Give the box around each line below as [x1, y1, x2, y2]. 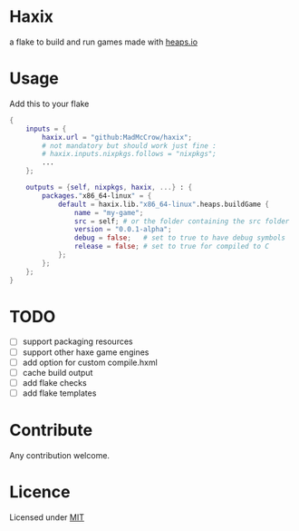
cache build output [22, 367, 93, 378]
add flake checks [22, 377, 88, 388]
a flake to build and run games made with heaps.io [9, 36, 198, 47]
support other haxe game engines [22, 347, 149, 358]
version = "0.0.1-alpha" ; [73, 225, 172, 234]
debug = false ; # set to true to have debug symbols [73, 233, 285, 242]
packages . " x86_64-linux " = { [42, 191, 152, 201]
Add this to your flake [9, 98, 90, 109]
